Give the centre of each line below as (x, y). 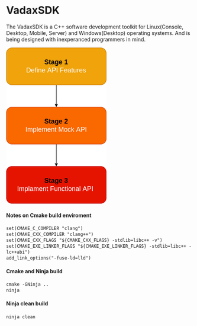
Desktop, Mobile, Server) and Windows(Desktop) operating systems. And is (98, 33)
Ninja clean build (27, 303)
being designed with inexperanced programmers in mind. (76, 39)
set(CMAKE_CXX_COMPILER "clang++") (50, 235)
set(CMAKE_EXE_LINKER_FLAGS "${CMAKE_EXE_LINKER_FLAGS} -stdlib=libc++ (96, 247)
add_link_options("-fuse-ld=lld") (49, 258)
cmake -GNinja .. (28, 285)
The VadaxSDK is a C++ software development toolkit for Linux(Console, (95, 27)
